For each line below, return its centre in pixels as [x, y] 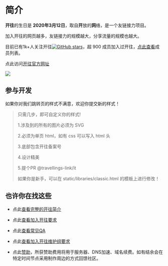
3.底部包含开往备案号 [39, 146]
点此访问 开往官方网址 [27, 63]
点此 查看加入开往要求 [34, 220]
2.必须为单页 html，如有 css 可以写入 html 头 [64, 136]
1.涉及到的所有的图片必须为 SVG [51, 125]
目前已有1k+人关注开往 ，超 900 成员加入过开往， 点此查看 [80, 46]
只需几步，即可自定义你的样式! [49, 114]
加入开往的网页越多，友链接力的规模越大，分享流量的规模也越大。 [73, 36]
